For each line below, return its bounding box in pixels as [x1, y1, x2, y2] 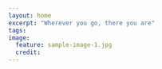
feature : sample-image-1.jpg [15, 41, 113, 49]
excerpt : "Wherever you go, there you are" [8, 19, 156, 27]
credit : [15, 48, 41, 56]
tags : [8, 26, 26, 34]
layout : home [8, 11, 52, 20]
